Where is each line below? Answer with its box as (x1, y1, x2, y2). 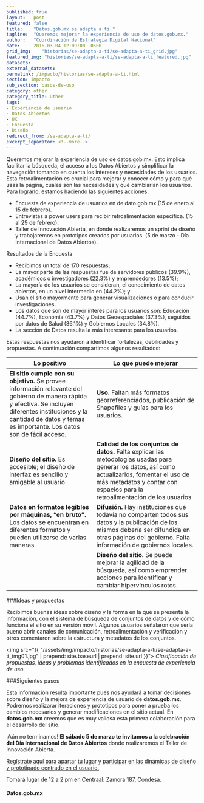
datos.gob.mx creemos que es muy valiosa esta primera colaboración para (6, 714, 195, 722)
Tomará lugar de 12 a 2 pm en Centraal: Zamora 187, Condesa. (6, 776, 162, 783)
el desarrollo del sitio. (6, 721, 60, 728)
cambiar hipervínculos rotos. (96, 581, 178, 589)
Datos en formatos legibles (9, 502, 89, 511)
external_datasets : (6, 65, 56, 72)
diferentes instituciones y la (9, 407, 88, 415)
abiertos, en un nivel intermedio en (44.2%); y (15, 287, 131, 295)
